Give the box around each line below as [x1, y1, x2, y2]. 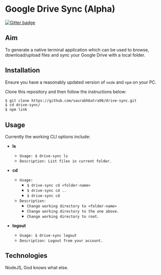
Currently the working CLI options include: [5, 134, 91, 139]
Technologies [5, 252, 48, 260]
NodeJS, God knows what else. [5, 264, 69, 270]
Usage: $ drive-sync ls [19, 154, 69, 159]
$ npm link [5, 107, 27, 112]
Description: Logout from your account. [19, 238, 103, 243]
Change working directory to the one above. [26, 209, 119, 214]
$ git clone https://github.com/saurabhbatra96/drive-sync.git [5, 98, 137, 103]
